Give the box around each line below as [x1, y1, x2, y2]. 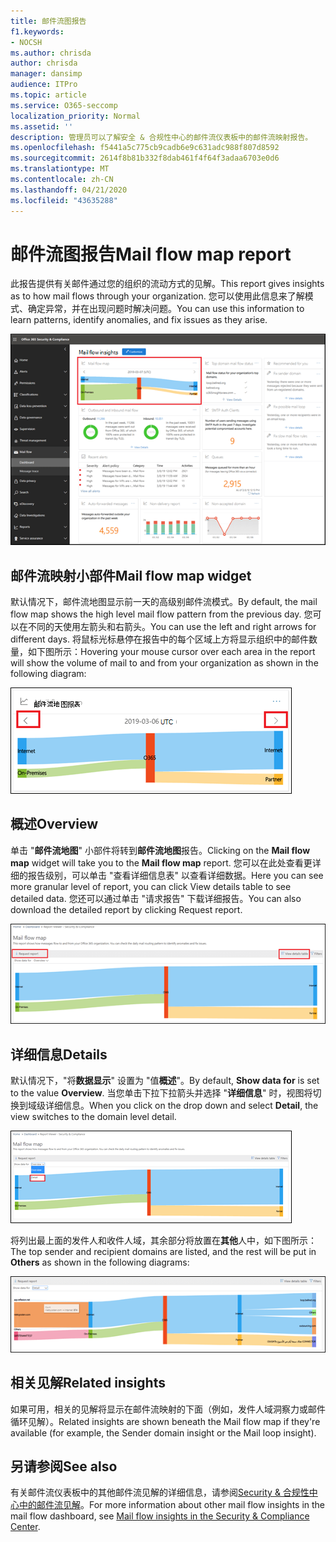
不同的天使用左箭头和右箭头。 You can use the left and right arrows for [27, 620, 317, 632]
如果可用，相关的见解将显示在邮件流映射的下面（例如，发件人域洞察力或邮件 [10, 1403, 326, 1415]
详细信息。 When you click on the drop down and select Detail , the [44, 1099, 319, 1111]
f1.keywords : [10, 26, 65, 37]
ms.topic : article [10, 90, 87, 100]
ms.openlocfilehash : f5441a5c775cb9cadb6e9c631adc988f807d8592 [10, 143, 280, 153]
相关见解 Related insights [10, 1375, 166, 1392]
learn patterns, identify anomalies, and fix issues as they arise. [10, 314, 268, 326]
